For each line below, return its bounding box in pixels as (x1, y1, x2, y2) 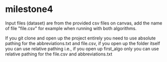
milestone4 (5, 3, 53, 15)
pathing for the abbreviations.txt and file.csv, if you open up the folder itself (5, 40, 161, 46)
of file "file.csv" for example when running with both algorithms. (5, 25, 137, 31)
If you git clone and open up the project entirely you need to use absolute (5, 35, 156, 41)
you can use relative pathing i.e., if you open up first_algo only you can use (5, 45, 159, 51)
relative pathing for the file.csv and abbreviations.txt (5, 51, 113, 57)
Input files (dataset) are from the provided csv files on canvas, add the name (5, 20, 163, 26)
